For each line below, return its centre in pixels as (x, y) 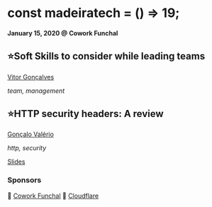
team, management (36, 91)
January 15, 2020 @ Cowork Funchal (63, 33)
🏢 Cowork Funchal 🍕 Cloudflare (53, 196)
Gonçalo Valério (31, 134)
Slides (16, 162)
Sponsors (24, 180)
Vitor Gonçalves (31, 77)
